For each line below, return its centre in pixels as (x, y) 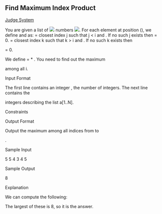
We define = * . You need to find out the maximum (55, 59)
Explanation (17, 187)
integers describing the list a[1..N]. (39, 102)
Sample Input (18, 150)
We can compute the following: (36, 197)
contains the (18, 93)
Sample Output (20, 169)
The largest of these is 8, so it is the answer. (49, 206)
